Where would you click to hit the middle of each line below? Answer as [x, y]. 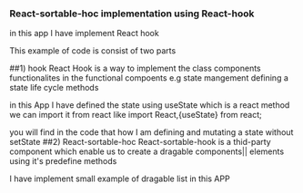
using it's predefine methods [63, 161]
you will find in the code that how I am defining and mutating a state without [151, 132]
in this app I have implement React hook [84, 34]
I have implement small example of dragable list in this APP [120, 179]
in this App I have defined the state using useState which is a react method [150, 105]
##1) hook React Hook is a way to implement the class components [135, 68]
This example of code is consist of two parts [93, 51]
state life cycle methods [54, 88]
